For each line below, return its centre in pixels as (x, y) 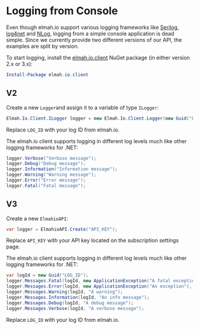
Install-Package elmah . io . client (47, 75)
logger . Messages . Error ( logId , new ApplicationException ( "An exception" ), (99, 286)
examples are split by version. (42, 46)
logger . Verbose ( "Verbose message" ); (51, 158)
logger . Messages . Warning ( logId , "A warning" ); (65, 292)
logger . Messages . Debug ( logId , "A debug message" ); (70, 303)
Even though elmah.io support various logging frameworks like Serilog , (93, 27)
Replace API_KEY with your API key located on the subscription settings (92, 240)
